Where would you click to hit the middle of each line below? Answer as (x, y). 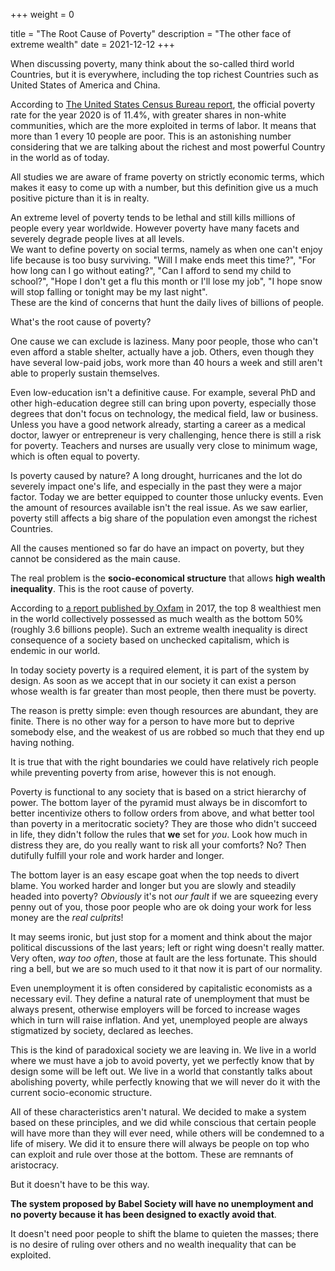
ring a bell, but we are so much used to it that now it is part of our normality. (166, 968)
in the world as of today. (60, 157)
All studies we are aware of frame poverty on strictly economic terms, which (167, 177)
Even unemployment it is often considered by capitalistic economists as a (161, 988)
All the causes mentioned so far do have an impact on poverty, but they (157, 548)
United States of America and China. (85, 85)
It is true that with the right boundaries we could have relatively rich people (164, 762)
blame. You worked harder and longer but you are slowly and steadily (153, 885)
